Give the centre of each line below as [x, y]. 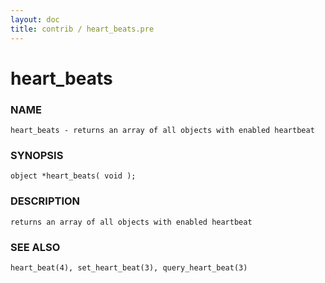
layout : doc [35, 19]
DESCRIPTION [45, 201]
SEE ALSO [35, 247]
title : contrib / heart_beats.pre [82, 29]
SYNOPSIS [37, 155]
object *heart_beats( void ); [73, 176]
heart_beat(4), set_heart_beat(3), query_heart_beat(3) [129, 267]
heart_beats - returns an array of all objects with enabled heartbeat [162, 130]
